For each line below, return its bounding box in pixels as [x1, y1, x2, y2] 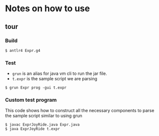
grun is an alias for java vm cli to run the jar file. [12, 70, 107, 76]
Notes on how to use [5, 3, 90, 14]
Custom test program [5, 96, 57, 103]
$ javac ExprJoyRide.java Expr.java [5, 122, 80, 127]
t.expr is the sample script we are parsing [12, 76, 97, 82]
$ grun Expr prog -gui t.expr [5, 85, 67, 91]
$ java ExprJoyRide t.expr [5, 127, 60, 132]
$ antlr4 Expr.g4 [5, 48, 41, 53]
